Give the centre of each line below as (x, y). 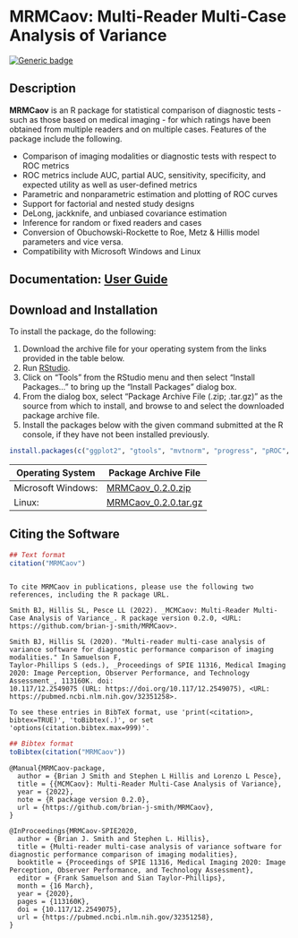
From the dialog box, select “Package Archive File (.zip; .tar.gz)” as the (153, 396)
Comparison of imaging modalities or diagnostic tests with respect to (149, 156)
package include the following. (66, 138)
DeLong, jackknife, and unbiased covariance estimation (124, 213)
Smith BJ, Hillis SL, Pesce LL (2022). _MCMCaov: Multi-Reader (130, 611)
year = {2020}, (46, 894)
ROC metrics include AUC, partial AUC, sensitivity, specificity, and (144, 175)
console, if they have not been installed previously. (116, 434)
